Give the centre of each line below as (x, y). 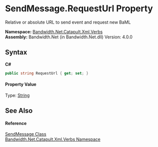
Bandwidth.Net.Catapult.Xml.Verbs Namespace (53, 139)
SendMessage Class (26, 134)
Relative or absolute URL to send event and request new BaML (68, 22)
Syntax (16, 52)
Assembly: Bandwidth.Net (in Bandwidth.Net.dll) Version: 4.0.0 (69, 37)
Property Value (21, 85)
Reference (16, 123)
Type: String (17, 95)
